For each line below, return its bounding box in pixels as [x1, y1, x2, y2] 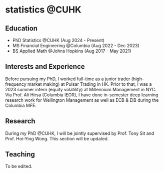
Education [5, 24, 38, 33]
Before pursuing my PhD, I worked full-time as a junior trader [5, 76, 130, 82]
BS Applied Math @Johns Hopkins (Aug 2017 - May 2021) [12, 48, 131, 54]
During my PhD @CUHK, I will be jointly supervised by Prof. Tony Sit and [5, 130, 154, 136]
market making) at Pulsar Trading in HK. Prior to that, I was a [27, 81, 152, 87]
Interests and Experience [5, 62, 85, 71]
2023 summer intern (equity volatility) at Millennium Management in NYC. [5, 86, 156, 92]
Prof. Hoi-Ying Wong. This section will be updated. [5, 135, 109, 141]
